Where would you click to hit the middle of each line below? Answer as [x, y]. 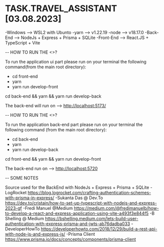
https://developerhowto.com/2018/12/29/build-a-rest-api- [99, 229]
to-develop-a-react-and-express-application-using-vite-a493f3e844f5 [77, 213]
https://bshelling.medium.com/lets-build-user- [92, 218]
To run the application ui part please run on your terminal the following [76, 62]
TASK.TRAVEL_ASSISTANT [61, 9]
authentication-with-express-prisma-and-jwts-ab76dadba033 [68, 224]
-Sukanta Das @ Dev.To [79, 198]
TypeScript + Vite [23, 42]
